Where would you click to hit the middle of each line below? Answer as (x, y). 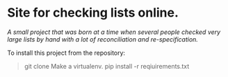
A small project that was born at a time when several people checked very (114, 32)
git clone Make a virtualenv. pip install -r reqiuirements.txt (107, 66)
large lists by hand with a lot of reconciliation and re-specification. (103, 39)
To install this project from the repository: (66, 53)
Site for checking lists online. (93, 13)
